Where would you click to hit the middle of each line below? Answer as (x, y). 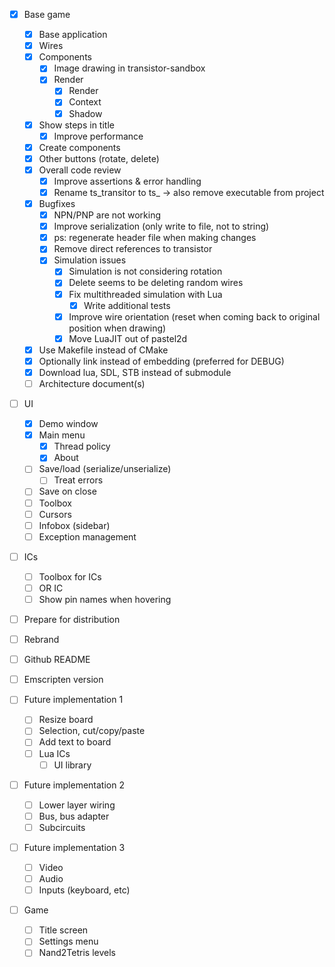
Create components (79, 147)
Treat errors (78, 480)
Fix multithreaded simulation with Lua (145, 294)
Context (85, 102)
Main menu (62, 435)
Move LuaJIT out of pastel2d (128, 338)
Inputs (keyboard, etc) (84, 890)
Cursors (55, 514)
